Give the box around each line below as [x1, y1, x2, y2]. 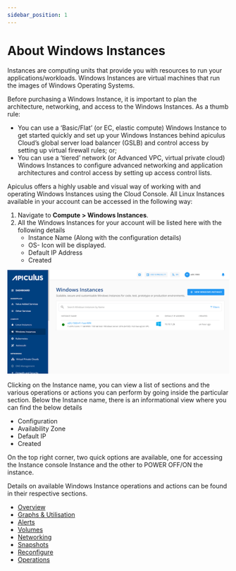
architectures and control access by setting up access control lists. [17, 168, 213, 176]
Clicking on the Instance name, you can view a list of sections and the [7, 381, 210, 390]
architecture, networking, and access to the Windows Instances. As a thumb [7, 102, 229, 111]
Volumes [17, 526, 44, 534]
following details [17, 226, 66, 234]
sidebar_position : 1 [7, 11, 68, 18]
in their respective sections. [7, 489, 88, 498]
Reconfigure [17, 548, 54, 557]
